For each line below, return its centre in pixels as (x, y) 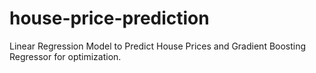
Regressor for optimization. (65, 56)
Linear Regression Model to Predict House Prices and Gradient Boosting (158, 46)
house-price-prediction (109, 18)
